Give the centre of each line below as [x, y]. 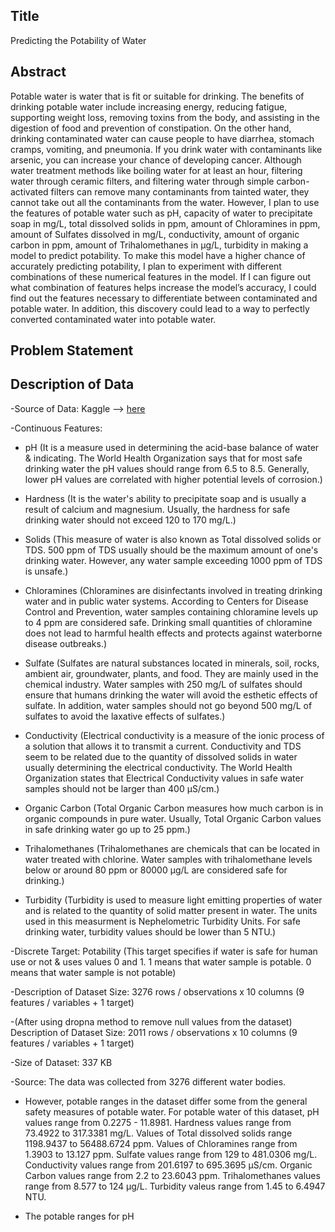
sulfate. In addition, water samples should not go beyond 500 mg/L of [168, 705]
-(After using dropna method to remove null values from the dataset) [151, 1021]
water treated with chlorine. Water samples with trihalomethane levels [168, 859]
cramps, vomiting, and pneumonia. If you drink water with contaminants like [166, 149]
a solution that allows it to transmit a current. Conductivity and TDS [163, 746]
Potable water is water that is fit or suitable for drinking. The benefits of [157, 96]
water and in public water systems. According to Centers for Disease [166, 601]
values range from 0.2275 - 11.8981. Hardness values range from [158, 1122]
